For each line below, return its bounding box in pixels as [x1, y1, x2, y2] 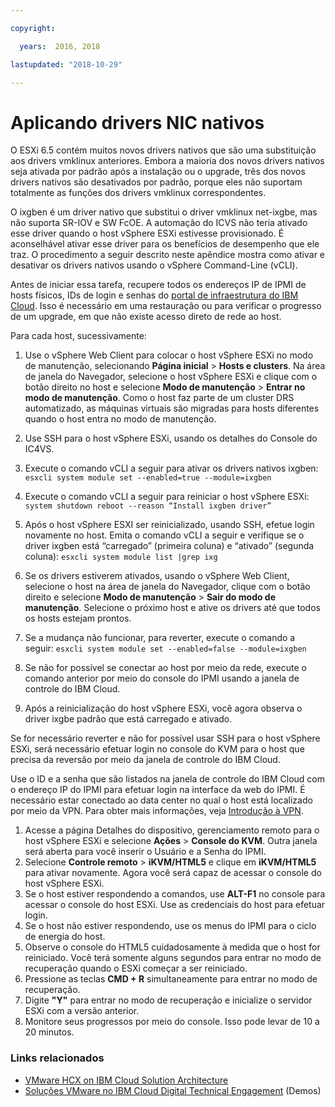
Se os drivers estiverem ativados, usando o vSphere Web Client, [24, 570, 290, 582]
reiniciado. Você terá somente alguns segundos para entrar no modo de [24, 952, 322, 964]
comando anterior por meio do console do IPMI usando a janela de [24, 672, 300, 685]
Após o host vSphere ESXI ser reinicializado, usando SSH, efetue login [24, 519, 315, 531]
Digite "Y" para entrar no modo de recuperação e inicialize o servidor [24, 994, 313, 1006]
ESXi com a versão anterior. [24, 1005, 140, 1017]
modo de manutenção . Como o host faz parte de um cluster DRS [24, 392, 295, 404]
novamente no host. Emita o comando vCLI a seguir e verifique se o [24, 529, 305, 541]
